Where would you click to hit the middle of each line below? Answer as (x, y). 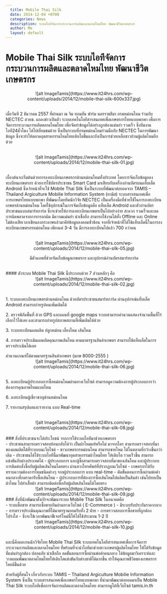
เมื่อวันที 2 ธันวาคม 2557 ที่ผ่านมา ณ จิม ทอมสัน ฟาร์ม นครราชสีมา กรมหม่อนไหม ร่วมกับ (79, 114)
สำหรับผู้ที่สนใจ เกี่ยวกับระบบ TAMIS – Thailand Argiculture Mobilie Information (80, 574)
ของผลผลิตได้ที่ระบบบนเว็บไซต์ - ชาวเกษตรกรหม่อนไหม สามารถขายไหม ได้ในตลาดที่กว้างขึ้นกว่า (84, 449)
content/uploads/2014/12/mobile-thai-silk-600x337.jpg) (84, 99)
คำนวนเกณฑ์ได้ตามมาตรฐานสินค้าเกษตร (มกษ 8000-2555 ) (57, 356)
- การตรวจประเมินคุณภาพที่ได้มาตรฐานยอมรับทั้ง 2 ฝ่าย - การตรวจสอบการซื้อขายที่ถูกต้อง (79, 510)
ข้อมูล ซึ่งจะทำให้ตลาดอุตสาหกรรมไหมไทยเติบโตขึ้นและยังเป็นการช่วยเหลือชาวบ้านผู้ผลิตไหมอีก (82, 136)
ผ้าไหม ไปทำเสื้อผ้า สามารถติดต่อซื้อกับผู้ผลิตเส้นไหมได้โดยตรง (56, 483)
